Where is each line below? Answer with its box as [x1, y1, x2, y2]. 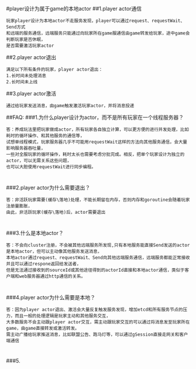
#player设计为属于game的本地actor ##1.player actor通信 [6, 5, 142, 12]
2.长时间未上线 [6, 79, 38, 85]
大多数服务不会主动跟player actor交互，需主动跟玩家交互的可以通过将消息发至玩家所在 [6, 319, 190, 325]
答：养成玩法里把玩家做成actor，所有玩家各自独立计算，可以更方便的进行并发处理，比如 [6, 127, 189, 132]
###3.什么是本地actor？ [6, 230, 64, 237]
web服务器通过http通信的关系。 [19, 274, 86, 279]
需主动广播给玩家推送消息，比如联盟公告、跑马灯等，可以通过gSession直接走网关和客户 [6, 332, 188, 337]
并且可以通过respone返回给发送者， [6, 261, 81, 267]
